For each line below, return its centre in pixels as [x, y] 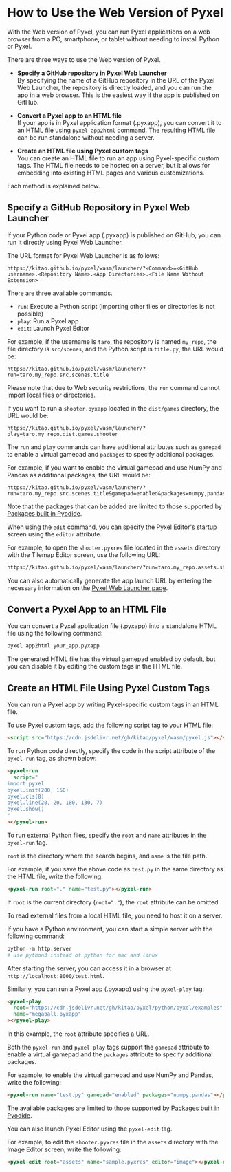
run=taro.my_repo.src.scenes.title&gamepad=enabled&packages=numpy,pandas [117, 493]
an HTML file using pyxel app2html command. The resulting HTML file [116, 130]
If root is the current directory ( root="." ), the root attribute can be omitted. [114, 902]
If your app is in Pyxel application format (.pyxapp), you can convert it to [119, 122]
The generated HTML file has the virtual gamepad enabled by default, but [111, 659]
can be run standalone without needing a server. [86, 137]
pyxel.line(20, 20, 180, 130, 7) [55, 803]
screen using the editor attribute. [54, 534]
